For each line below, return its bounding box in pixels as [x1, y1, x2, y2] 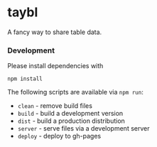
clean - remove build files [17, 102, 92, 110]
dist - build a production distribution [17, 116, 126, 125]
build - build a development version [17, 109, 124, 118]
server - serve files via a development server [17, 124, 150, 133]
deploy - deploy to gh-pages [17, 132, 102, 141]
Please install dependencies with [7, 62, 104, 70]
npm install [7, 75, 43, 82]
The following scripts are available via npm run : [7, 88, 144, 97]
